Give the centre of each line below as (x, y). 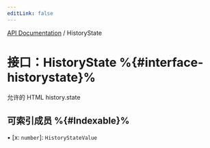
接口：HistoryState (62, 62)
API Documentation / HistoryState (55, 33)
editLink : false (30, 13)
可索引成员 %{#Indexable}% (68, 120)
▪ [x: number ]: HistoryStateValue (52, 138)
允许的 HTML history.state (44, 97)
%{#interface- (161, 62)
